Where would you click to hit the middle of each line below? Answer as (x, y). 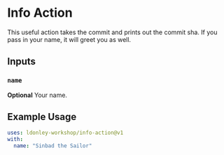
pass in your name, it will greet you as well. (69, 39)
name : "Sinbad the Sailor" (53, 146)
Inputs (22, 62)
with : (15, 140)
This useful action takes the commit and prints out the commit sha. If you (112, 32)
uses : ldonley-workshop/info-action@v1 (65, 133)
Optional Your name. (37, 95)
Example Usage (42, 117)
